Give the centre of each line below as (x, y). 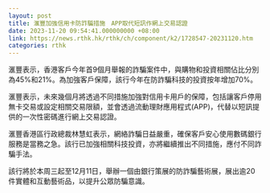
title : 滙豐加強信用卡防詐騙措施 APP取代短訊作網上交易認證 (98, 23)
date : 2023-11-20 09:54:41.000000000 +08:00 (84, 31)
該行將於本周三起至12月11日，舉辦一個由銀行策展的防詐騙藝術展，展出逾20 (132, 171)
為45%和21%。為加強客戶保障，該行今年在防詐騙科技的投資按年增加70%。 (133, 80)
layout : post (30, 16)
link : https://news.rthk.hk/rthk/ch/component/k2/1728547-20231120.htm (131, 38)
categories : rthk (37, 46)
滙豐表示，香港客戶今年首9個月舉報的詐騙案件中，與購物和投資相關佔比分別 (134, 70)
